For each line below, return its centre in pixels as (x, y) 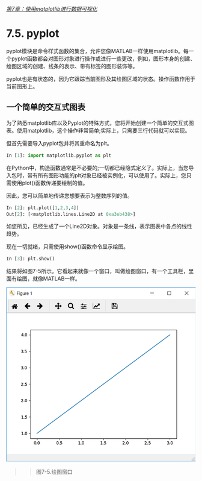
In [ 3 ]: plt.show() (31, 259)
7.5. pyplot (33, 33)
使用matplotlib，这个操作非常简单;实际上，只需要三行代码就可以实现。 (103, 130)
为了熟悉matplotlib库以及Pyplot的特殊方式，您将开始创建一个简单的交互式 (97, 123)
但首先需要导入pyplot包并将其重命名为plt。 (59, 143)
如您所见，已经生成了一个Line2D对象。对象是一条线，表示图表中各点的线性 (99, 226)
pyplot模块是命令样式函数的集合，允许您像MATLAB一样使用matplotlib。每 (97, 51)
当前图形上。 (22, 86)
